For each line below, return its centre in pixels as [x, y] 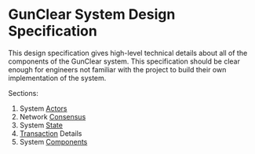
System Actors [43, 108]
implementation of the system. [57, 78]
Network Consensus [53, 116]
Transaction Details [51, 133]
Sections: [24, 93]
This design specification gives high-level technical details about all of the [128, 53]
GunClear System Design [92, 15]
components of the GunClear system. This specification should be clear [124, 61]
